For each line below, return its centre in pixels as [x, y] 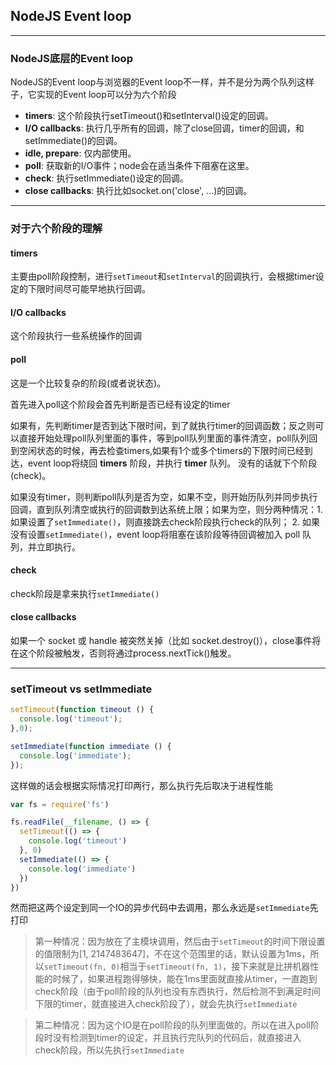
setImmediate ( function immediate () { [91, 746]
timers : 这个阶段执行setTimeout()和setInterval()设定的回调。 [149, 116]
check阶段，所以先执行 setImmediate [109, 1050]
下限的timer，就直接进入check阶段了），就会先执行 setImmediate [166, 1004]
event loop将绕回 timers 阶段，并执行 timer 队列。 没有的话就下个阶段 [172, 463]
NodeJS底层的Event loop [71, 58]
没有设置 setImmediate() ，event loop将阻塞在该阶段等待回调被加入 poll [155, 534]
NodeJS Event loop [71, 16]
